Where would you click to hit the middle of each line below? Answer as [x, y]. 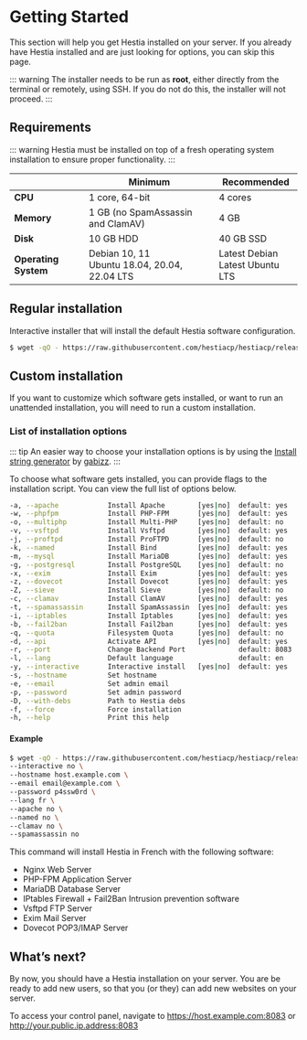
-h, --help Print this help [90, 718]
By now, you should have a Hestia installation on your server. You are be [145, 979]
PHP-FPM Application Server [77, 879]
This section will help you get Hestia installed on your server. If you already [151, 42]
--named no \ [34, 817]
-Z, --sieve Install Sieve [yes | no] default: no [147, 590]
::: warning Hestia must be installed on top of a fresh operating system [142, 149]
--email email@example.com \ [65, 784]
